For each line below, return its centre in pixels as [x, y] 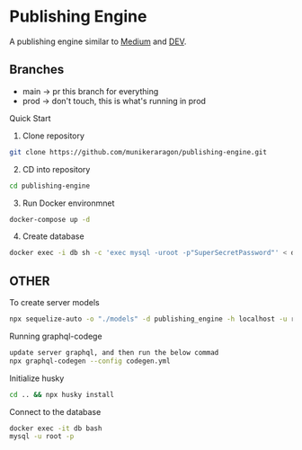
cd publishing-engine [50, 186]
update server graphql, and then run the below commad [114, 352]
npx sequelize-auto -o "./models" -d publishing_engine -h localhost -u [148, 319]
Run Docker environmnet [68, 203]
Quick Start [30, 118]
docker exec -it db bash [56, 428]
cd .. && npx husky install [62, 394]
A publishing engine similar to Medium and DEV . [98, 41]
